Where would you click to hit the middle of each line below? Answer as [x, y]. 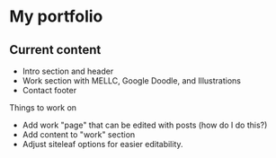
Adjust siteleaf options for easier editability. [102, 144]
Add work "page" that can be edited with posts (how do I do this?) [145, 125]
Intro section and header [68, 71]
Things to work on [43, 108]
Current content [55, 50]
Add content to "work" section [79, 135]
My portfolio [56, 17]
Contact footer [49, 90]
